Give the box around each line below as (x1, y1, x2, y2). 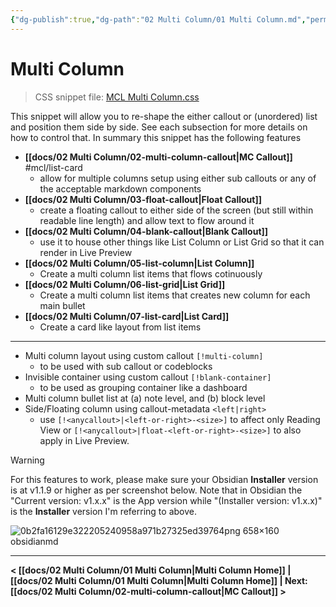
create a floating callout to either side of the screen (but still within (39, 204, 314, 216)
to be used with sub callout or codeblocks (39, 360, 213, 372)
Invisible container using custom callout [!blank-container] (24, 371, 272, 383)
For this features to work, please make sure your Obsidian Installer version (10, 473, 319, 485)
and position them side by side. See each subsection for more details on (10, 121, 308, 133)
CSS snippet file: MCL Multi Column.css (34, 91, 200, 103)
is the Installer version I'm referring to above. (10, 505, 197, 517)
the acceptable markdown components (39, 182, 202, 195)
